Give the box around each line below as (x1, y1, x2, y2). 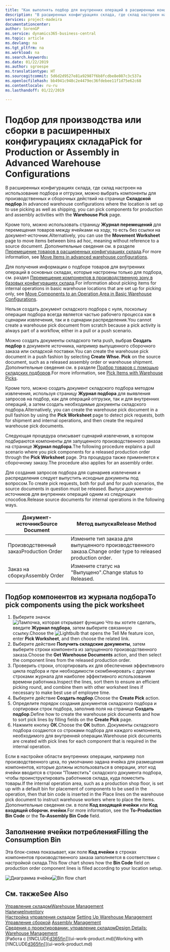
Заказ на (8, 566, 29, 573)
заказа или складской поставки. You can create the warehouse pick (5, 348, 149, 355)
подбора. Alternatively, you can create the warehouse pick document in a (5, 407, 158, 413)
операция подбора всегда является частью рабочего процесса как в (5, 311, 156, 318)
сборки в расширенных (5, 125, 110, 136)
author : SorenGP (5, 26, 39, 31)
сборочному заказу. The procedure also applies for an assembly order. (5, 460, 154, 466)
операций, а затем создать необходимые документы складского (5, 401, 147, 407)
